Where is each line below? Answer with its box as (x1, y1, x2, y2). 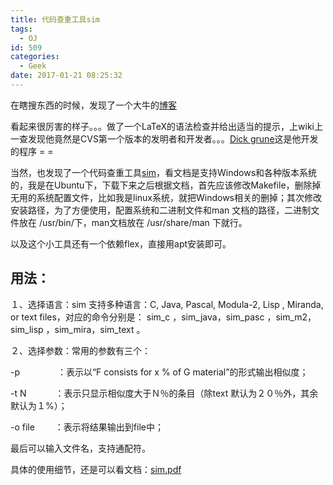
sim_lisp (10, 323, 44, 335)
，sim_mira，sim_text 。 (45, 323, 146, 335)
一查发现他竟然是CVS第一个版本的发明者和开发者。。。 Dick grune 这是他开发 (10, 132, 319, 145)
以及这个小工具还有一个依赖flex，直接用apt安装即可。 (10, 237, 232, 250)
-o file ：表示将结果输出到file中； (10, 421, 164, 433)
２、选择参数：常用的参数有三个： (10, 344, 151, 356)
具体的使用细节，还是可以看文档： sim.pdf (10, 463, 182, 475)
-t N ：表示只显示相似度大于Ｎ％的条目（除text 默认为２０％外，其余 (10, 387, 319, 399)
